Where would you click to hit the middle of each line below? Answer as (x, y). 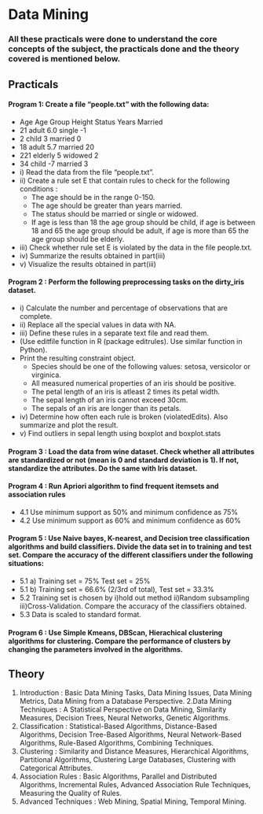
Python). (33, 350)
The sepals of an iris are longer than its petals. (106, 408)
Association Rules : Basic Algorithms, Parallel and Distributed (118, 776)
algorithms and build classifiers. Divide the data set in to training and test (130, 547)
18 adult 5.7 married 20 (57, 146)
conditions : (38, 189)
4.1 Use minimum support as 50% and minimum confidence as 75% (129, 512)
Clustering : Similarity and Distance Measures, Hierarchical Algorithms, (134, 751)
